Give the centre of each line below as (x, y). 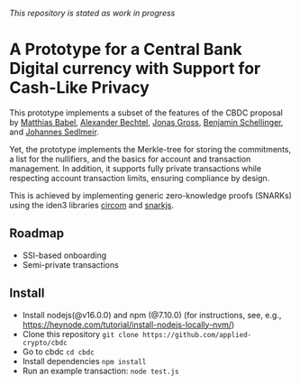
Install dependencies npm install (84, 361)
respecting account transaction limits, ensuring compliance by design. (140, 178)
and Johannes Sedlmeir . (54, 132)
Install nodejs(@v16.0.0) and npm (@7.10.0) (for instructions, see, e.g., (152, 315)
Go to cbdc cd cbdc (58, 352)
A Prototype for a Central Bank (126, 50)
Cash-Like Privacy (80, 88)
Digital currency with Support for (135, 69)
